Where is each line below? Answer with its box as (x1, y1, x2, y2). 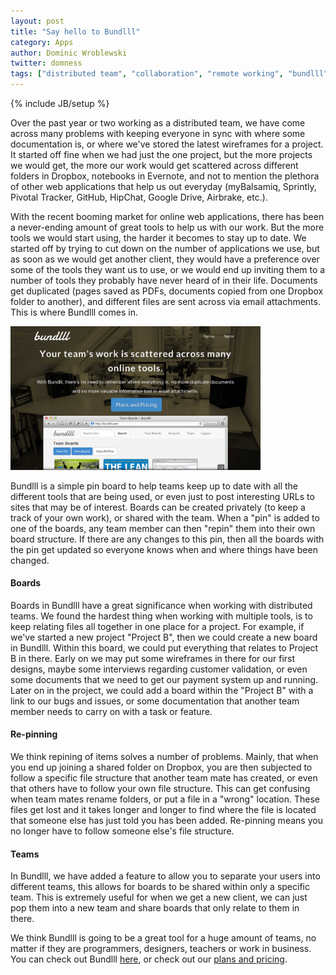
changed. (10, 554, 50, 566)
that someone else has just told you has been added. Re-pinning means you (10, 815, 323, 827)
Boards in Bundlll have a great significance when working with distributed (10, 599, 313, 611)
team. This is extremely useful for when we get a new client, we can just (10, 891, 308, 904)
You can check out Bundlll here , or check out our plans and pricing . (10, 953, 288, 965)
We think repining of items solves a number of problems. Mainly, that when (10, 751, 319, 763)
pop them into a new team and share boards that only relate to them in (10, 902, 300, 914)
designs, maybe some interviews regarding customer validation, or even (10, 663, 308, 675)
